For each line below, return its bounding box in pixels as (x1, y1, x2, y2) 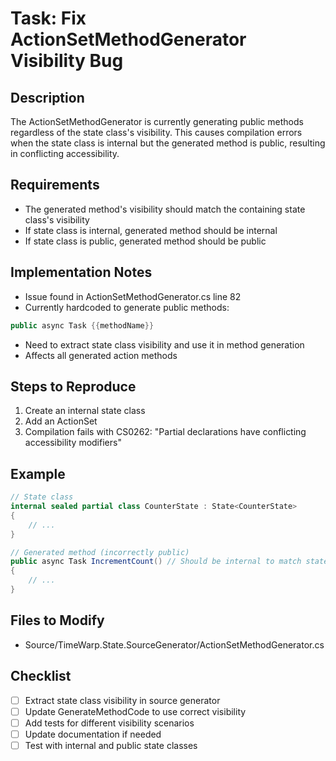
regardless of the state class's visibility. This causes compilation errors (10, 127, 303, 138)
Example (10, 465, 66, 482)
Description (10, 89, 85, 106)
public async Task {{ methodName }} (10, 320, 155, 331)
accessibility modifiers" (24, 437, 122, 449)
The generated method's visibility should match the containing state (24, 203, 306, 215)
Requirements (10, 177, 100, 194)
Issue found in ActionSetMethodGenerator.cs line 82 (24, 290, 242, 302)
